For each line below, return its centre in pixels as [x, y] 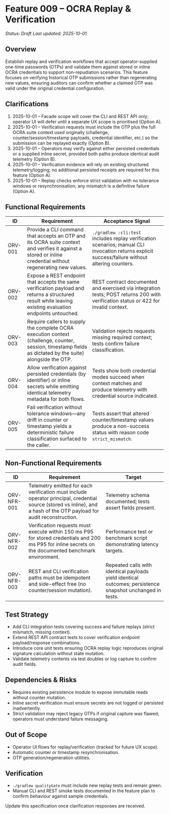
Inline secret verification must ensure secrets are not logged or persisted [88, 703]
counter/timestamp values [123, 420]
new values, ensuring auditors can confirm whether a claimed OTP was [79, 83]
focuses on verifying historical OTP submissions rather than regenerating [81, 77]
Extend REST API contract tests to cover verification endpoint [76, 637]
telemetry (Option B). [34, 159]
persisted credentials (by [57, 374]
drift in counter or [48, 420]
